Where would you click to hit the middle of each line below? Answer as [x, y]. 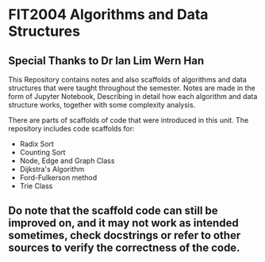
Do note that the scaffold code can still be [113, 211]
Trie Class [36, 186]
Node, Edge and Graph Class [67, 161]
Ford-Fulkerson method [58, 177]
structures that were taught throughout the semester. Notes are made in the [132, 88]
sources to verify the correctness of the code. [124, 248]
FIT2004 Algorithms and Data [108, 15]
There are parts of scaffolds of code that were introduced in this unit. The [129, 120]
